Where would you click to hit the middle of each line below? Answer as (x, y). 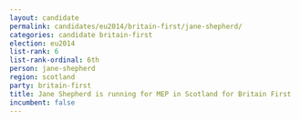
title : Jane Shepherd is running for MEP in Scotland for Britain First (150, 94)
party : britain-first (51, 86)
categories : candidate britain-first (81, 35)
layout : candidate (44, 18)
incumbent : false (42, 102)
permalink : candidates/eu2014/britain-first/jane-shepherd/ (126, 26)
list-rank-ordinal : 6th (55, 60)
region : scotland (42, 77)
